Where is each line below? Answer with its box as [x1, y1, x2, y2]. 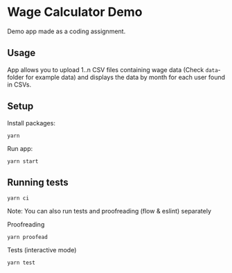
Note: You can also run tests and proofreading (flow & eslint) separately [7, 207, 212, 215]
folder [7, 73, 24, 81]
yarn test [7, 259, 36, 267]
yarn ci [7, 195, 30, 202]
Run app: [7, 144, 33, 152]
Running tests [7, 176, 69, 188]
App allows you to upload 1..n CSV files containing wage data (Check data [7, 65, 218, 73]
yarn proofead [7, 234, 48, 241]
